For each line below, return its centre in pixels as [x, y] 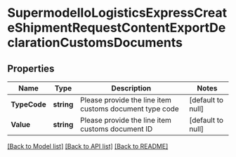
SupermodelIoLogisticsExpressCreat [117, 13]
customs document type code [130, 109]
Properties [31, 68]
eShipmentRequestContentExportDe [117, 28]
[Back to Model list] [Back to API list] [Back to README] [88, 146]
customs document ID [117, 129]
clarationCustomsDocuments [95, 43]
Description [131, 88]
